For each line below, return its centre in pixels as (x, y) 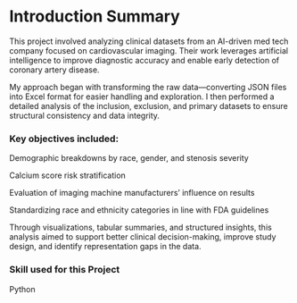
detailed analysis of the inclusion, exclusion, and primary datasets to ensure (148, 105)
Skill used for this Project (65, 270)
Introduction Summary (95, 17)
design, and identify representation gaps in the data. (106, 247)
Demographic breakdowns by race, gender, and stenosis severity (129, 158)
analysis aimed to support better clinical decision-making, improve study (143, 237)
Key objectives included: (64, 139)
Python (22, 289)
